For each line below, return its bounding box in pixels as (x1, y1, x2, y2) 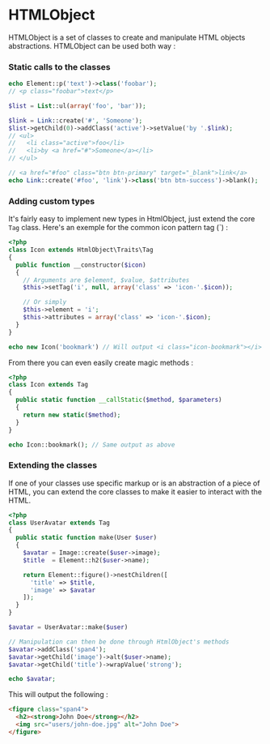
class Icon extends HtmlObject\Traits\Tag (8, 246, 154, 254)
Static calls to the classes (8, 61, 111, 72)
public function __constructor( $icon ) (15, 261, 147, 269)
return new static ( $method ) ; (23, 411, 121, 419)
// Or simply (23, 298, 67, 306)
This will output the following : (8, 690, 108, 699)
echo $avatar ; (8, 675, 57, 683)
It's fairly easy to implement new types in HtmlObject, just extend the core (8, 214, 255, 224)
